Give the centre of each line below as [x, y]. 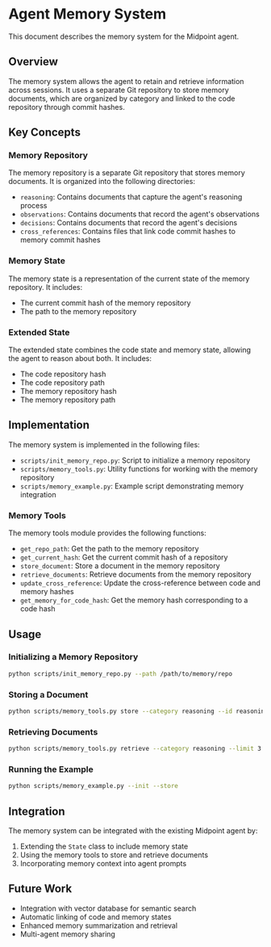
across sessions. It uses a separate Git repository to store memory [119, 90]
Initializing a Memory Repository [73, 657]
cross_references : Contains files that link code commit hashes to [128, 232]
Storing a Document [48, 694]
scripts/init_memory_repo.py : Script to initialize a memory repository [135, 460]
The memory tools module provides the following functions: [108, 533]
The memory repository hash [68, 392]
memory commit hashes [60, 240]
